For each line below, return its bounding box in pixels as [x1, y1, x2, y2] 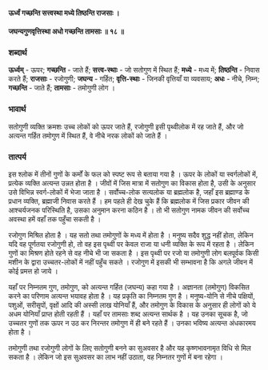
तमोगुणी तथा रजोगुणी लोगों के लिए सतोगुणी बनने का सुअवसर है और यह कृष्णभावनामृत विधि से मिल [8, 344, 251, 353]
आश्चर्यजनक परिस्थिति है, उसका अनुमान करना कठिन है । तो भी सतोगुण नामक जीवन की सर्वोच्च [8, 205, 250, 215]
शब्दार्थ [8, 47, 27, 58]
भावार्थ [8, 104, 26, 115]
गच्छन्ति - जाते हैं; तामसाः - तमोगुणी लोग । [8, 83, 116, 93]
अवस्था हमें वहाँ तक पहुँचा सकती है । [8, 214, 102, 225]
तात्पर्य [8, 151, 26, 162]
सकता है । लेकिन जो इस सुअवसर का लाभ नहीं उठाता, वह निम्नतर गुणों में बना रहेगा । [8, 352, 223, 362]
